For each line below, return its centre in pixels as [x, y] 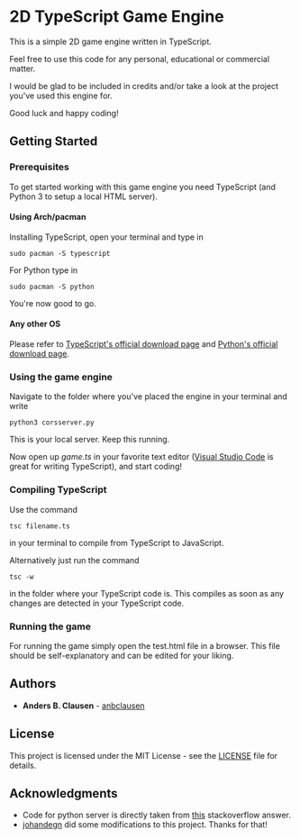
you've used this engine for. [61, 96]
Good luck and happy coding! [64, 113]
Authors [33, 684]
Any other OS [35, 324]
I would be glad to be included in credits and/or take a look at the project [144, 86]
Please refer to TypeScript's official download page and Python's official [144, 344]
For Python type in [44, 270]
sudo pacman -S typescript [60, 253]
